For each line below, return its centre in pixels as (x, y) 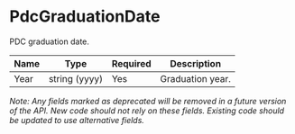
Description (196, 63)
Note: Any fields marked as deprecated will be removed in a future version (148, 101)
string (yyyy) (76, 78)
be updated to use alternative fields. (77, 120)
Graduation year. (196, 78)
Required (131, 63)
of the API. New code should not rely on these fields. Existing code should (147, 111)
